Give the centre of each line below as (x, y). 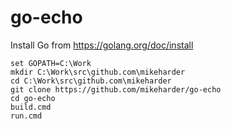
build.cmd (31, 107)
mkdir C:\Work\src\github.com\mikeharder (98, 72)
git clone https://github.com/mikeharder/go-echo (116, 89)
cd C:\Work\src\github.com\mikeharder (91, 81)
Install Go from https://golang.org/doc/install (102, 45)
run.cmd (26, 116)
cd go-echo (33, 98)
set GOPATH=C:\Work (51, 63)
